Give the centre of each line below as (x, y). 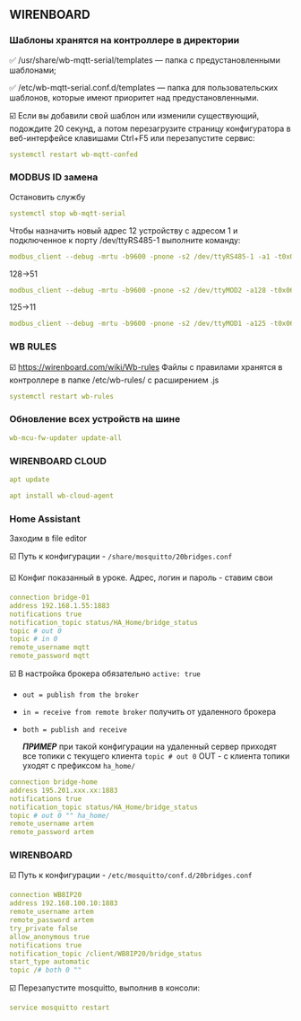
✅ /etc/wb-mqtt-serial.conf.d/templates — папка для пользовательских (144, 87)
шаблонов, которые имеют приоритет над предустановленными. (134, 97)
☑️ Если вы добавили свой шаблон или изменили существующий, (134, 115)
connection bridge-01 (50, 598)
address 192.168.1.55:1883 (60, 605)
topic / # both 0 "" (46, 970)
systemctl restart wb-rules (62, 396)
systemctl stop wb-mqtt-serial (68, 213)
